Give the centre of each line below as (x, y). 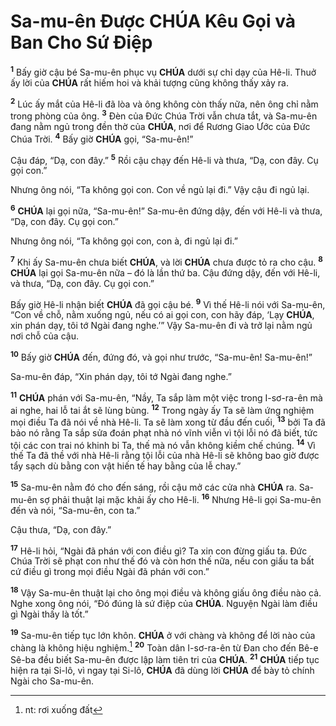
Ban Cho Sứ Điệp (81, 42)
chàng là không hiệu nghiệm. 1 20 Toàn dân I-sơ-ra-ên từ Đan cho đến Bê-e (164, 647)
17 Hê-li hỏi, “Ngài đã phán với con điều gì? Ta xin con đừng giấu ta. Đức (159, 550)
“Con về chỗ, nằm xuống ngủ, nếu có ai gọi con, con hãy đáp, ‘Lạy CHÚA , (162, 315)
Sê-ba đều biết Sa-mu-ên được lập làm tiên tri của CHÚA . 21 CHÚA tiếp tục (165, 659)
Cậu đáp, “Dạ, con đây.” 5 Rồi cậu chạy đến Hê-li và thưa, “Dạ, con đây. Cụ (164, 159)
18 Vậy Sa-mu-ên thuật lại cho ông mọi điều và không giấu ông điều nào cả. (166, 592)
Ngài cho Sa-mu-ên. (52, 681)
